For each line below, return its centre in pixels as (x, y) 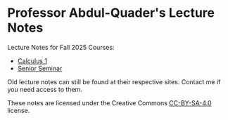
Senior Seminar (40, 68)
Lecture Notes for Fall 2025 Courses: (61, 47)
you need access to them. (45, 89)
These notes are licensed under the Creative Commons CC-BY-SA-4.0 (110, 102)
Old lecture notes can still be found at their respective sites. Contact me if (114, 81)
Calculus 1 (32, 60)
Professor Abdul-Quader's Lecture (111, 13)
